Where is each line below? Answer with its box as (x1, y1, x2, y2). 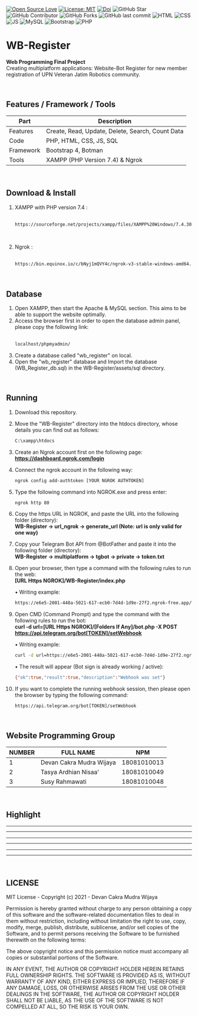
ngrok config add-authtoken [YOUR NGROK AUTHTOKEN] (14, 477, 144, 484)
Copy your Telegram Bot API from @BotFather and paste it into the (14, 540, 176, 548)
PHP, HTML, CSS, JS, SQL (46, 136, 119, 145)
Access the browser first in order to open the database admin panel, (14, 317, 181, 324)
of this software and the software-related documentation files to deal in (6, 911, 180, 919)
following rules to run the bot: (14, 617, 87, 624)
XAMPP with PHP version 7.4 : (14, 204, 88, 211)
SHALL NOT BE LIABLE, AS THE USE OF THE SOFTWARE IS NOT (6, 997, 164, 1004)
